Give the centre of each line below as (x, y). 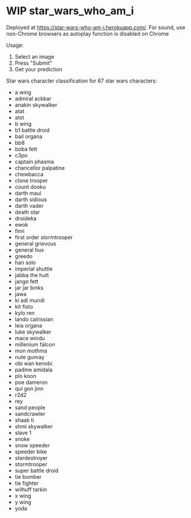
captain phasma (34, 161)
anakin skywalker (36, 104)
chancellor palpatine (40, 168)
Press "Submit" (33, 63)
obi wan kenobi (33, 363)
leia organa (28, 325)
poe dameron (31, 382)
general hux (29, 250)
